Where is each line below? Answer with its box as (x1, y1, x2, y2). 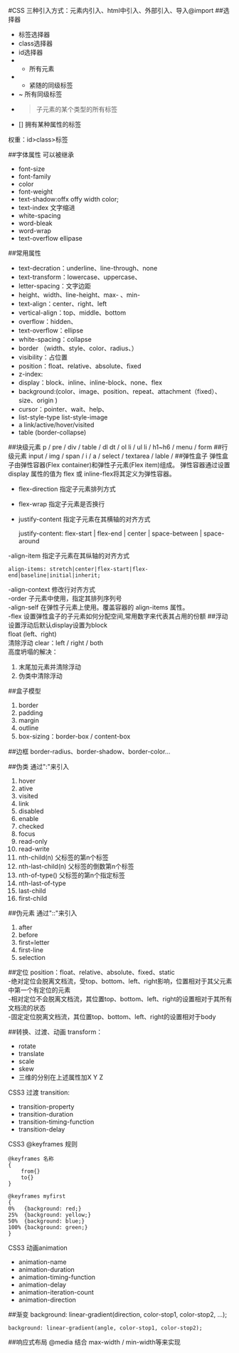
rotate (18, 1042, 36, 1050)
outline (18, 723, 39, 732)
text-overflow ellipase (18, 234, 83, 242)
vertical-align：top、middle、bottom (18, 308, 127, 317)
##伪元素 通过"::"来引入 (8, 909, 78, 917)
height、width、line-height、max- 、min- (18, 291, 141, 299)
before (18, 931, 38, 939)
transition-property (18, 1102, 75, 1111)
